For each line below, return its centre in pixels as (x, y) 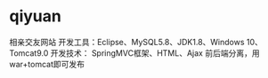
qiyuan (36, 16)
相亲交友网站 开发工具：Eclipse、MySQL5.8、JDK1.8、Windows (127, 42)
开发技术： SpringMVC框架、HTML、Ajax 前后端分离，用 (155, 53)
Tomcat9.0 (29, 53)
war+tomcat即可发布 (47, 64)
